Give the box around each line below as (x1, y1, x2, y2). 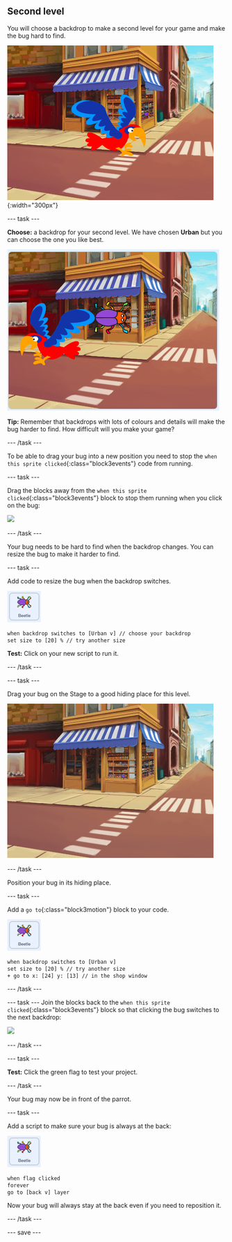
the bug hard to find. (7, 31, 66, 40)
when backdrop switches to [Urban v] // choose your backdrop (7, 630, 191, 637)
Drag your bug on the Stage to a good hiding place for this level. (7, 689, 191, 698)
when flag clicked (7, 1174, 60, 1182)
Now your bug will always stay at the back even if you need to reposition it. (7, 1201, 222, 1209)
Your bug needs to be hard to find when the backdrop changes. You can (7, 542, 214, 551)
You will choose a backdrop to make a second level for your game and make (7, 24, 226, 32)
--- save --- (7, 1228, 42, 1236)
